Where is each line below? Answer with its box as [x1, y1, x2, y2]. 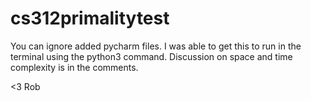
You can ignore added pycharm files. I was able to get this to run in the [10, 40, 302, 52]
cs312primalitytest [10, 7, 170, 30]
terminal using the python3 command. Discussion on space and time [10, 50, 293, 62]
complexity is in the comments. [10, 61, 139, 73]
